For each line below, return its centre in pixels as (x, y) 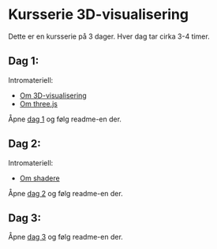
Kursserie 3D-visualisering (99, 15)
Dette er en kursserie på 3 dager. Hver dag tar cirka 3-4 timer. (109, 36)
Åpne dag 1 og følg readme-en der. (65, 119)
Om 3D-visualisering (53, 95)
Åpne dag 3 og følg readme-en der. (66, 237)
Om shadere (40, 178)
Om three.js (38, 103)
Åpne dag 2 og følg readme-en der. (66, 193)
